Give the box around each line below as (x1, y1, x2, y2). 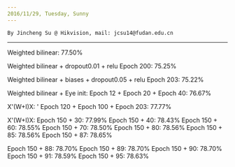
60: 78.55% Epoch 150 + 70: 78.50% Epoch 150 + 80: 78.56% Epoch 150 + (7, 123, 222, 131)
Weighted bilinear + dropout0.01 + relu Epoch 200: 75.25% (7, 61, 177, 70)
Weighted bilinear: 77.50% (7, 48, 83, 57)
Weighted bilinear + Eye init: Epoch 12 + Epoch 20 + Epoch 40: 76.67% (7, 89, 212, 97)
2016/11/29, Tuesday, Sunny (7, 10, 90, 17)
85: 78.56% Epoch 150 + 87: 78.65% (7, 131, 113, 139)
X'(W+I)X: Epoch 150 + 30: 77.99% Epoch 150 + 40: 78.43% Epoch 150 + (7, 116, 218, 124)
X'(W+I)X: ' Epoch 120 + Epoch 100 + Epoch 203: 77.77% (7, 102, 172, 110)
